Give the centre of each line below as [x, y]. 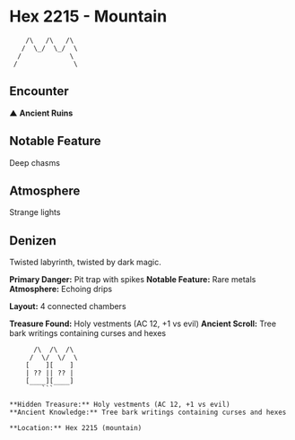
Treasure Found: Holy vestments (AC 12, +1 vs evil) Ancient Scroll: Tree [143, 324]
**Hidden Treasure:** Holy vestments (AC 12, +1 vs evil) [120, 405]
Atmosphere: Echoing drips [61, 289]
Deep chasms [35, 162]
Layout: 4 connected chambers [68, 306]
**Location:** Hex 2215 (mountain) [76, 428]
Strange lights [35, 212]
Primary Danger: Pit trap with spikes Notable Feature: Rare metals [133, 280]
